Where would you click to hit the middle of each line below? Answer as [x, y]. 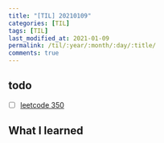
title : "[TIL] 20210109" [50, 16]
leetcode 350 [42, 104]
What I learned [46, 131]
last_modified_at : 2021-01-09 [59, 38]
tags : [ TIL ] [28, 31]
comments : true [34, 53]
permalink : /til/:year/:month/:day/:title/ [82, 46]
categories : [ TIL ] [39, 23]
